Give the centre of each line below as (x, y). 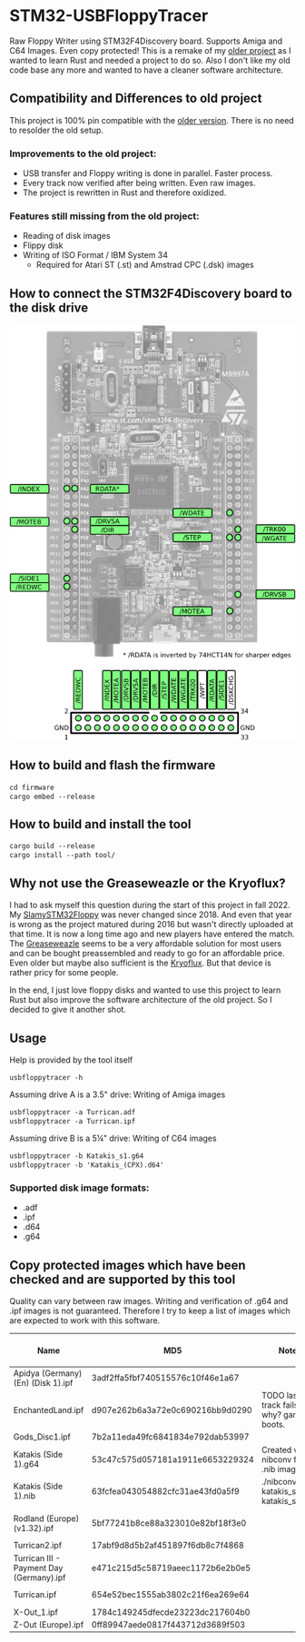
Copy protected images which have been (128, 1265)
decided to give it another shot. (68, 1010)
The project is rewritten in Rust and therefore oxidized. (124, 193)
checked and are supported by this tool (123, 1279)
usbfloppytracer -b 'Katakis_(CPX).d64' (87, 1165)
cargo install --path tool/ (63, 856)
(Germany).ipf (39, 1578)
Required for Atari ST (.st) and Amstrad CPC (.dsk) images (145, 265)
